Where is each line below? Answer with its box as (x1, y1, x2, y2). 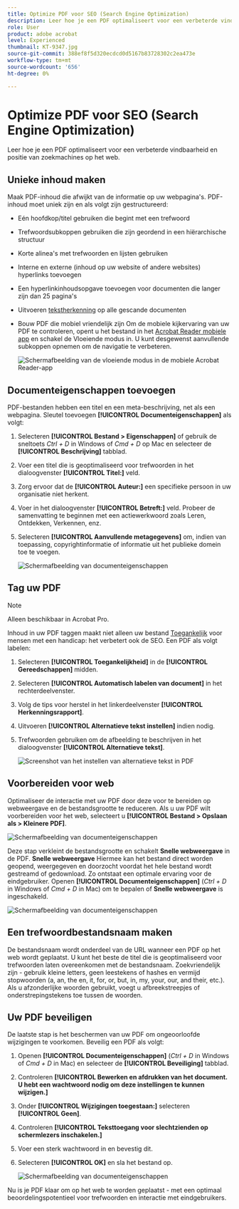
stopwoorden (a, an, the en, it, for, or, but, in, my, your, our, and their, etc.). (7, 975, 225, 984)
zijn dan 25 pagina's (17, 292, 78, 300)
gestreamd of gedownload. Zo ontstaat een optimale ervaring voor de (7, 869, 212, 878)
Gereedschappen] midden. (17, 665, 98, 674)
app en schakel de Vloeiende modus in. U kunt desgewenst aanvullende (17, 335, 229, 343)
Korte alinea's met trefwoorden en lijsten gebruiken (17, 249, 169, 258)
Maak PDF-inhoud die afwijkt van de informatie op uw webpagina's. (7, 193, 206, 201)
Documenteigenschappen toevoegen (7, 384, 176, 396)
